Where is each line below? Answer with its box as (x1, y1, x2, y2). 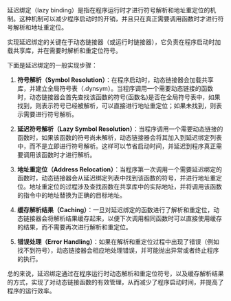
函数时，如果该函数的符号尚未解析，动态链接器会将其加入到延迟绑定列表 (16, 134, 222, 141)
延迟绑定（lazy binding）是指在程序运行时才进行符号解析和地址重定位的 (7, 6, 210, 14)
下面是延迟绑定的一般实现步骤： (7, 61, 98, 69)
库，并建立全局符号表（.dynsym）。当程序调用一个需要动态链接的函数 (16, 85, 214, 92)
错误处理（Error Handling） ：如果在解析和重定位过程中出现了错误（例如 (16, 238, 220, 246)
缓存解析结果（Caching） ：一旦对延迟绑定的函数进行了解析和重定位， (16, 206, 214, 214)
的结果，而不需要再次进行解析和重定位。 (16, 223, 132, 231)
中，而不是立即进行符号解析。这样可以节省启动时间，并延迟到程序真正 (16, 142, 217, 150)
